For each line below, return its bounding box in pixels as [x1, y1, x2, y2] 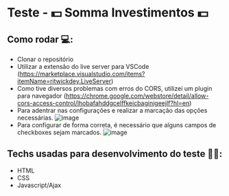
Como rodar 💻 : [7, 33, 73, 45]
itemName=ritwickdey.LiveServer [16, 77, 112, 85]
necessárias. [16, 113, 53, 122]
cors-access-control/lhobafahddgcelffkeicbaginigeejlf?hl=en [16, 99, 190, 107]
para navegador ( [16, 91, 67, 100]
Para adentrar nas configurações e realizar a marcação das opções [16, 107, 208, 114]
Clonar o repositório [16, 55, 74, 63]
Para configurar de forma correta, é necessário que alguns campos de [16, 121, 217, 129]
